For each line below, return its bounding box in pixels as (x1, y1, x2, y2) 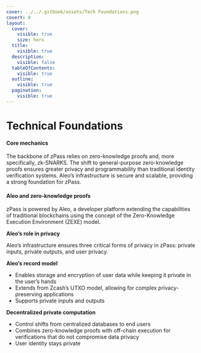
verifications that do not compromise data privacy (14, 333, 139, 341)
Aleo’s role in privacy (6, 230, 60, 237)
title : (11, 43, 28, 49)
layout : (6, 20, 26, 26)
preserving (14, 291, 42, 298)
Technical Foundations (6, 119, 124, 133)
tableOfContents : (11, 65, 56, 71)
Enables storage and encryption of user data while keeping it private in (14, 272, 191, 279)
